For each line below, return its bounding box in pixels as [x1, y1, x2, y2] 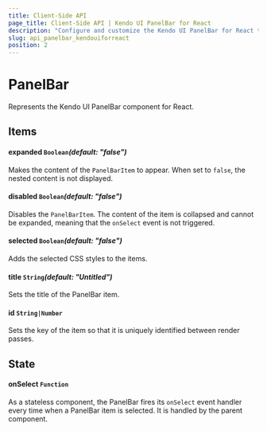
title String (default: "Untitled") [8, 272, 113, 281]
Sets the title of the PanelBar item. [8, 290, 120, 300]
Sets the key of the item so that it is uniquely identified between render [8, 326, 240, 335]
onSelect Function [8, 379, 69, 389]
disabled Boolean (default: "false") [8, 192, 122, 202]
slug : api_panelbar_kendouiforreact [8, 33, 130, 42]
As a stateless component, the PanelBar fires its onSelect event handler [8, 398, 242, 407]
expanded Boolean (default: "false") [8, 147, 127, 157]
